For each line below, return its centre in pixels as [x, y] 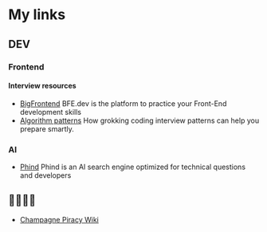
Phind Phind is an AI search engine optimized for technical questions [132, 167]
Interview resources [43, 86]
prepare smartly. [47, 128]
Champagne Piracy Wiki [59, 219]
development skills [51, 112]
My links [37, 15]
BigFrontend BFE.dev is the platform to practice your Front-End [123, 103]
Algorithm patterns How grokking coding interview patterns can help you [139, 120]
